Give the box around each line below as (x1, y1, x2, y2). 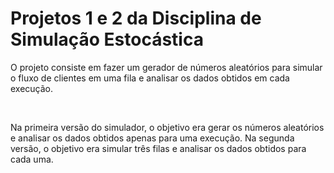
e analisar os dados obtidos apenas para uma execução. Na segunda (10, 132, 295, 144)
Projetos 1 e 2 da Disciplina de (10, 7, 262, 30)
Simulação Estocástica (10, 28, 204, 51)
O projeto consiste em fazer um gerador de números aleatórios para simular (10, 61, 323, 73)
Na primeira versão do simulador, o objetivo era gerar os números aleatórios (10, 121, 325, 133)
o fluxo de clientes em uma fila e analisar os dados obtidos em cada (10, 72, 290, 84)
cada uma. (10, 153, 54, 165)
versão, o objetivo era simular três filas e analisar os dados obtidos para (10, 142, 307, 154)
